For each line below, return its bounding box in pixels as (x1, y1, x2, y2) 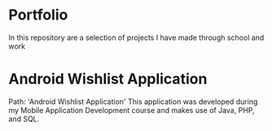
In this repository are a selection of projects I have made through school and (8, 33, 265, 42)
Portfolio (8, 6, 68, 24)
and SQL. (8, 114, 40, 124)
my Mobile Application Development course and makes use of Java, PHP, (8, 105, 255, 115)
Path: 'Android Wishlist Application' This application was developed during (8, 96, 258, 107)
